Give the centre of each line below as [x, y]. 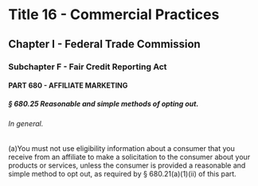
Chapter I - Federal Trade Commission [104, 44]
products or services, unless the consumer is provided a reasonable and [127, 165]
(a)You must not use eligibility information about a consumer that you [121, 148]
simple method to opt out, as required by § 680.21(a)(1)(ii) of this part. [122, 173]
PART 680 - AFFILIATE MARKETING [68, 86]
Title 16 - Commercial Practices [114, 15]
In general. [26, 124]
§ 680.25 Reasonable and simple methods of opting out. [104, 103]
